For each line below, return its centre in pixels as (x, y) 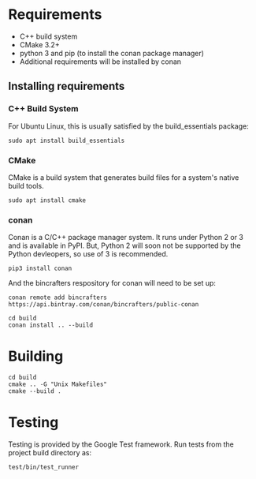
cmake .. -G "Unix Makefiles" (58, 384)
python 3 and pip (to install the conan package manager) (112, 53)
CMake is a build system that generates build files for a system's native (124, 177)
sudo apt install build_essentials (67, 140)
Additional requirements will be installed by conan (100, 62)
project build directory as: (50, 453)
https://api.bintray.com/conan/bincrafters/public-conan (104, 305)
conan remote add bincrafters (58, 298)
